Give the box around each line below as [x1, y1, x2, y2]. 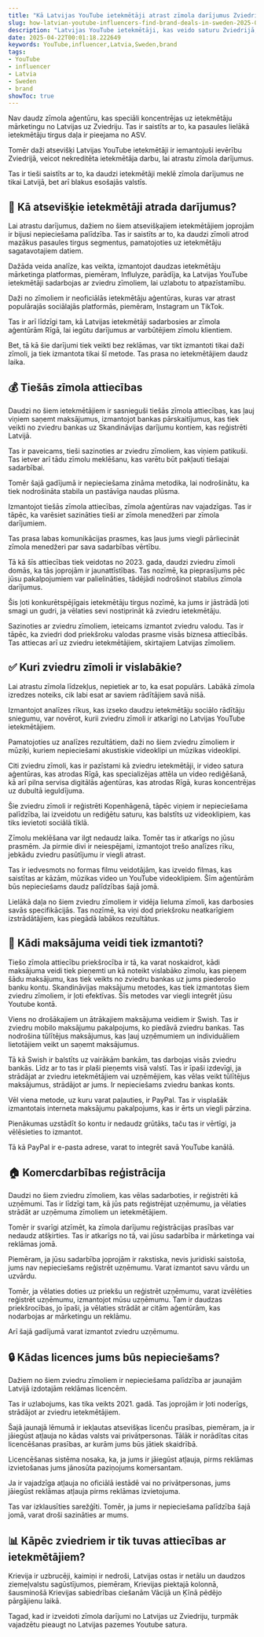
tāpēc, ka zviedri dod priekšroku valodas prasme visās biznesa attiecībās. [8, 629, 248, 639]
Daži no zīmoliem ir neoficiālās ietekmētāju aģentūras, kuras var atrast [8, 293, 236, 303]
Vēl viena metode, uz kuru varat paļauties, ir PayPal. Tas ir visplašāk [8, 1095, 228, 1104]
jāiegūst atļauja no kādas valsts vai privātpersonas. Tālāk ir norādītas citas [8, 1431, 249, 1440]
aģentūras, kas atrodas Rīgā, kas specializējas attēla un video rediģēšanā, [8, 769, 247, 779]
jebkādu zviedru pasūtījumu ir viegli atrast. [8, 850, 146, 859]
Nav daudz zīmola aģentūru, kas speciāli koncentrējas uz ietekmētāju [8, 113, 233, 123]
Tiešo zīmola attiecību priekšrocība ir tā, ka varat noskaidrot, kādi [8, 957, 221, 967]
